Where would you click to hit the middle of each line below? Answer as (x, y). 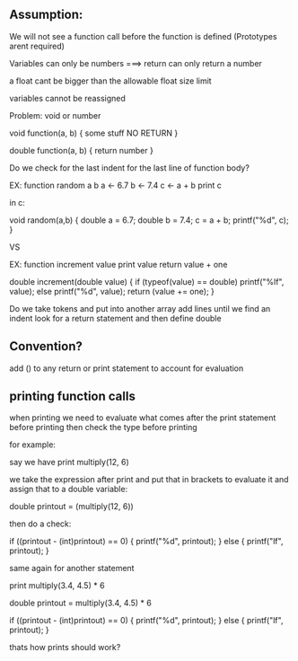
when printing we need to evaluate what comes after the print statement (143, 418)
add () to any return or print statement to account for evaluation (127, 368)
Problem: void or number (55, 115)
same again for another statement (72, 568)
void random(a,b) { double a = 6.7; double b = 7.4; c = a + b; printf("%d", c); (149, 220)
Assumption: (46, 15)
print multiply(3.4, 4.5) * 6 (57, 586)
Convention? (46, 346)
